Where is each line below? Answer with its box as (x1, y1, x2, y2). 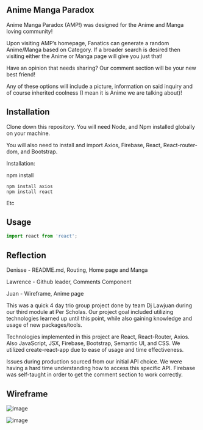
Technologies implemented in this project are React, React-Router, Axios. (6, 333, 190, 341)
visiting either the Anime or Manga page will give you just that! (6, 52, 163, 60)
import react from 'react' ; (6, 233, 78, 239)
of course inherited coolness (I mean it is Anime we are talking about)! (6, 89, 182, 97)
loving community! (6, 27, 53, 35)
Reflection (6, 250, 47, 260)
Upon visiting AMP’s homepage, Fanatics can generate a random (6, 39, 169, 46)
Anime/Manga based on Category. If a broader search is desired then (6, 46, 181, 53)
